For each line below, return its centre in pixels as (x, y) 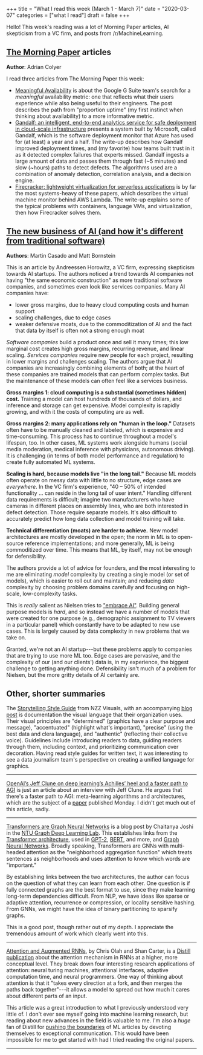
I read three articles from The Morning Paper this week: (75, 79)
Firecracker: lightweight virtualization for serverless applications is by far (106, 186)
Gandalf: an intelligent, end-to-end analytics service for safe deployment (105, 122)
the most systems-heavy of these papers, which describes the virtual (101, 193)
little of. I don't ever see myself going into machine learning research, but (97, 1014)
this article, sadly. (28, 809)
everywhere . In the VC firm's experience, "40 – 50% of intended (86, 486)
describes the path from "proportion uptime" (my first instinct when (99, 109)
